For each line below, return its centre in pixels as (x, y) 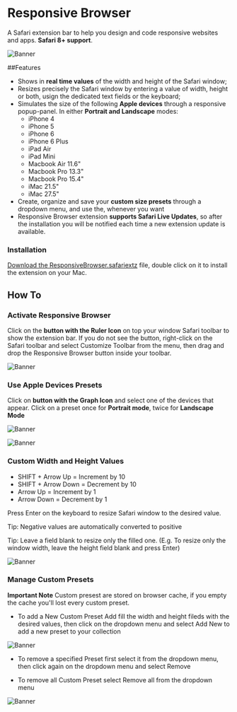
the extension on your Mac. (47, 273)
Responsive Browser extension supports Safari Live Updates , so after (120, 216)
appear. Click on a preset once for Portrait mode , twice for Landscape (110, 408)
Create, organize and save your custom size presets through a (109, 201)
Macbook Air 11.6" (54, 163)
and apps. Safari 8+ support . (50, 40)
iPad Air (40, 148)
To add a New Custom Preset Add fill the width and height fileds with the (123, 616)
